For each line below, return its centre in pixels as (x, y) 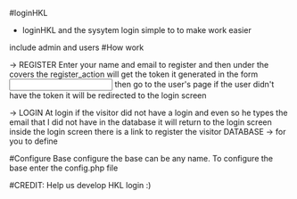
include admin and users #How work (77, 47)
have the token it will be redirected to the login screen (108, 95)
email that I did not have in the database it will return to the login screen (140, 122)
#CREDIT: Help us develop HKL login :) (80, 185)
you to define (33, 141)
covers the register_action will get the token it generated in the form (134, 74)
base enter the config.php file (64, 168)
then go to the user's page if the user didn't (194, 84)
